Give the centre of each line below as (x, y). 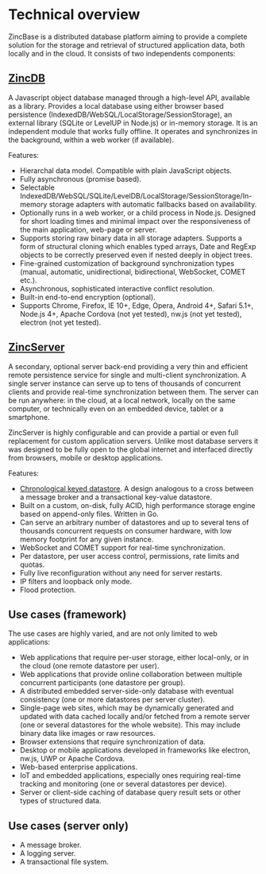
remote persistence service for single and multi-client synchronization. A (127, 375)
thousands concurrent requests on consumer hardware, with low (125, 530)
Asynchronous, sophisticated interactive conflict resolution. (117, 288)
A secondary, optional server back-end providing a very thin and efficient (128, 366)
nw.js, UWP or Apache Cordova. (72, 759)
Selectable (37, 187)
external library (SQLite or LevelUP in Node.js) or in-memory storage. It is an (133, 123)
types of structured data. (60, 801)
